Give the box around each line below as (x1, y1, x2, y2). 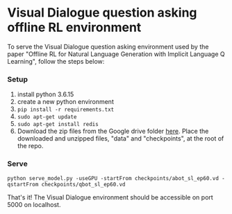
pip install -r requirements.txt (17, 106, 115, 114)
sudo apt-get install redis (17, 121, 99, 128)
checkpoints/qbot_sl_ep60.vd (41, 181, 126, 188)
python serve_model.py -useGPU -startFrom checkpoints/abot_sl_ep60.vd (7, 175, 219, 181)
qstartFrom (7, 181, 39, 188)
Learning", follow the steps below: (7, 57, 105, 65)
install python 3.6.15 (17, 90, 74, 98)
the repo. (17, 142, 44, 150)
